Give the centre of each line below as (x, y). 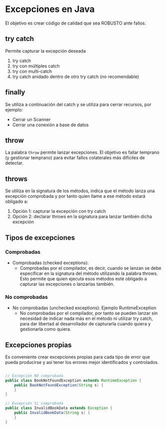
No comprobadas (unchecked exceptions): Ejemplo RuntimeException (84, 308)
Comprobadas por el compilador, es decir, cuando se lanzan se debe (90, 268)
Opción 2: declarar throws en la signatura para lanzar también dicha (82, 217)
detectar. (14, 163)
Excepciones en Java (50, 9)
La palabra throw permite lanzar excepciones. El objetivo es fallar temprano (82, 152)
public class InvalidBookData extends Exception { (59, 408)
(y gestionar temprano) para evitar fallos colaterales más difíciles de (75, 158)
